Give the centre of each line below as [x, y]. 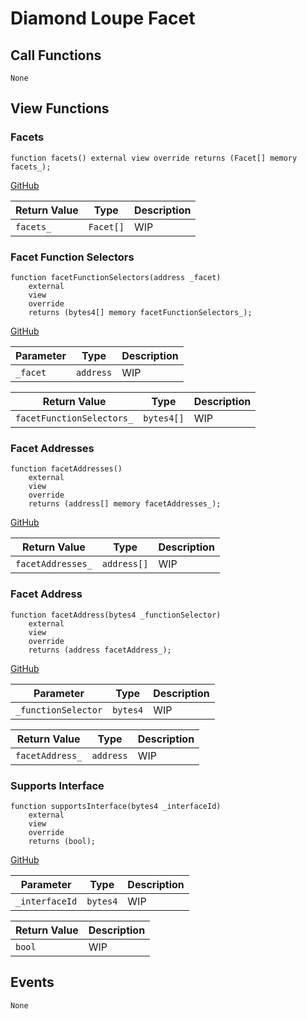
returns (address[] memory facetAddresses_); [125, 504]
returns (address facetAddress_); [100, 650]
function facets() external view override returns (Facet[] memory [154, 158]
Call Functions [56, 55]
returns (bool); [62, 841]
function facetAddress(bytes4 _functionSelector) [116, 615]
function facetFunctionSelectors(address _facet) [116, 277]
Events [32, 982]
